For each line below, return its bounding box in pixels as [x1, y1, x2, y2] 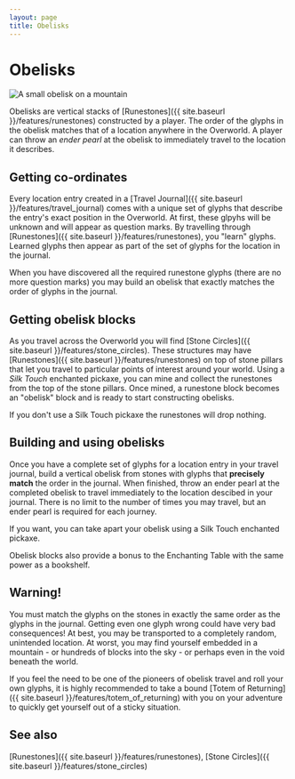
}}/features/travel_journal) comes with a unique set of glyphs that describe [9, 203, 283, 213]
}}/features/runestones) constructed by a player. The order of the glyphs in [9, 116, 284, 126]
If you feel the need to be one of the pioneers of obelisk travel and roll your [9, 673, 284, 684]
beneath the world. [9, 655, 79, 667]
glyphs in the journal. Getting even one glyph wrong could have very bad [9, 618, 276, 629]
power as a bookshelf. [9, 559, 91, 570]
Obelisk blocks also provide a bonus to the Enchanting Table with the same [9, 550, 284, 560]
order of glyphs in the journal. [9, 286, 118, 297]
